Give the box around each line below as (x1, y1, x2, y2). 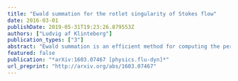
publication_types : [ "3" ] (7, 37, 84, 44)
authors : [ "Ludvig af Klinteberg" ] (7, 30, 113, 37)
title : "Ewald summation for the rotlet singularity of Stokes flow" (7, 10, 217, 18)
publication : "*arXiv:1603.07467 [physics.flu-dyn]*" (7, 56, 170, 63)
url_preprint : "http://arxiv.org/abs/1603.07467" (7, 63, 157, 70)
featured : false (7, 50, 55, 57)
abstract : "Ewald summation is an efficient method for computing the (7, 43, 220, 50)
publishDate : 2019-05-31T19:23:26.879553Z (7, 23, 135, 30)
